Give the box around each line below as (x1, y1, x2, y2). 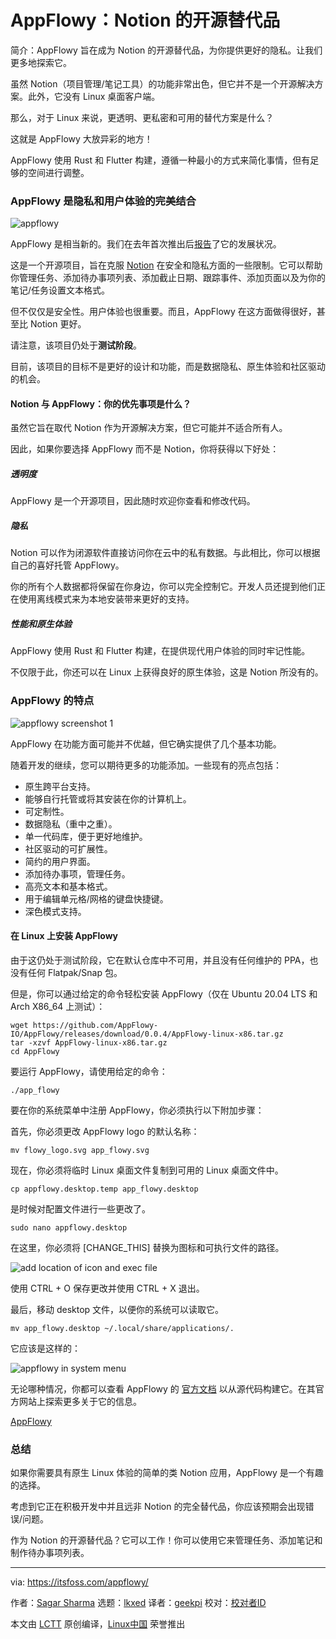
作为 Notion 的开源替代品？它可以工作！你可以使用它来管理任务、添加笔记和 (10, 1534, 323, 1546)
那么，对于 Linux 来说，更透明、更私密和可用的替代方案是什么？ (10, 111, 275, 123)
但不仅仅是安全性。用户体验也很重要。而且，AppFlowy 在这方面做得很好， (10, 306, 317, 318)
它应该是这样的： (10, 1342, 81, 1354)
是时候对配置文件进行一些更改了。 (10, 1202, 151, 1215)
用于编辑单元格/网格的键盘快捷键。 (24, 892, 169, 905)
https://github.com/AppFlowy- (32, 1020, 159, 1030)
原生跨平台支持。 (24, 780, 96, 792)
